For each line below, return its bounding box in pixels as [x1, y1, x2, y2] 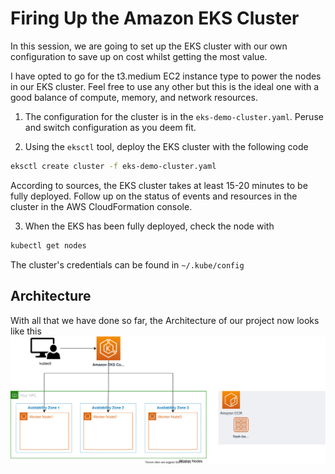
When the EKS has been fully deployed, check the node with [24, 220, 275, 232]
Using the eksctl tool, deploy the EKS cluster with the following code [24, 140, 309, 152]
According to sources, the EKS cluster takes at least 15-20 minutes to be [10, 179, 308, 191]
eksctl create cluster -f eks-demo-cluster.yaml [10, 161, 217, 171]
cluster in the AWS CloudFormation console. [10, 200, 193, 212]
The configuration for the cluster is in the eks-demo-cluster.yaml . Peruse [24, 110, 324, 122]
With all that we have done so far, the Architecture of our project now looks [10, 314, 320, 326]
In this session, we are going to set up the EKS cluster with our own [10, 40, 288, 52]
